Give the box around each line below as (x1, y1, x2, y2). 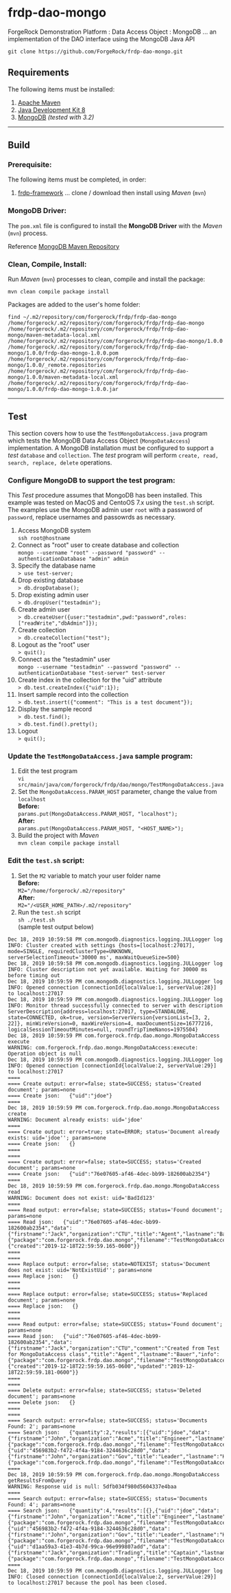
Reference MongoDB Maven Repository (8, 242, 120, 250)
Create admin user (17, 605, 71, 614)
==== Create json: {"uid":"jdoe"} (8, 1092, 112, 1099)
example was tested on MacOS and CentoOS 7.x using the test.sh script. (8, 498, 215, 506)
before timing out (8, 972, 60, 979)
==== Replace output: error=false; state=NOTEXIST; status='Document (8, 1260, 211, 1267)
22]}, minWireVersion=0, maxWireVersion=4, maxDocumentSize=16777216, (8, 1020, 214, 1027)
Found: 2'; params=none (8, 1423, 76, 1430)
